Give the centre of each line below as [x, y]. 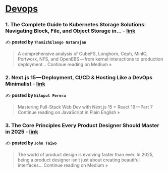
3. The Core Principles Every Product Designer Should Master [82, 125]
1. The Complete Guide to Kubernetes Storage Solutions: [76, 25]
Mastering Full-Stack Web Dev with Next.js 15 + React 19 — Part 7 [85, 107]
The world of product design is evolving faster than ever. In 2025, [86, 155]
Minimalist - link [25, 84]
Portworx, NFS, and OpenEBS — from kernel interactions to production [90, 59]
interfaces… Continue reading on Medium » [63, 165]
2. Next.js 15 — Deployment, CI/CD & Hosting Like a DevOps [79, 78]
